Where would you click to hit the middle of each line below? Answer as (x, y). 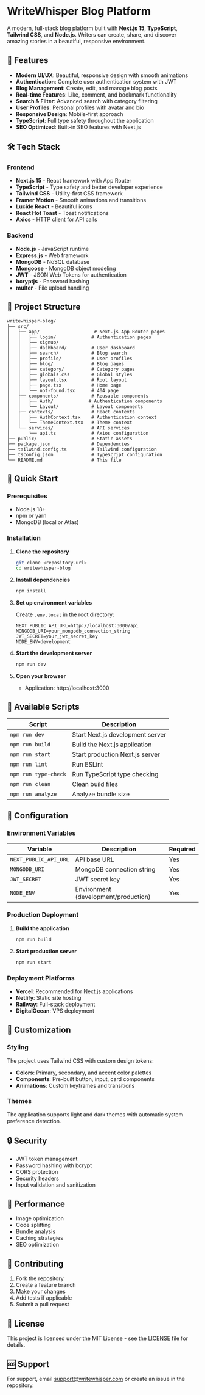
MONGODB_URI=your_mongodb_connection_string (73, 631)
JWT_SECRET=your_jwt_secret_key (57, 636)
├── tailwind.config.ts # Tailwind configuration (82, 449)
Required (182, 849)
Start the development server (54, 653)
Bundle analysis (36, 1231)
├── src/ (18, 326)
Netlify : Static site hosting (48, 997)
